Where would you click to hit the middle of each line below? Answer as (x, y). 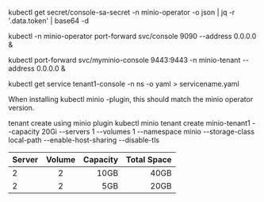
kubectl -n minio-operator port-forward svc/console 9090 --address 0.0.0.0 (132, 36)
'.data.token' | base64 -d (49, 21)
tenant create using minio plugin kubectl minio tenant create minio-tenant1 (130, 123)
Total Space (149, 159)
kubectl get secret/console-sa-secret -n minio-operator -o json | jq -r (122, 12)
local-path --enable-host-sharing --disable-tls (84, 140)
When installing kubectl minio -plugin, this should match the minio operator (131, 99)
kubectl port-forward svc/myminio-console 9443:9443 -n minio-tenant (124, 60)
